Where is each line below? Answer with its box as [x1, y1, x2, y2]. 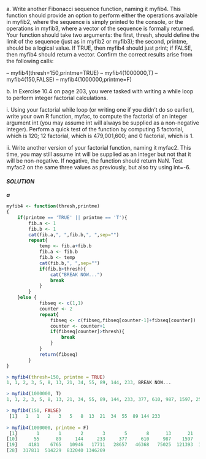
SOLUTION [6, 177, 35, 185]
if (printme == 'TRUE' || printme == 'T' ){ [17, 214, 128, 220]
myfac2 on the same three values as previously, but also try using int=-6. [6, 164, 191, 171]
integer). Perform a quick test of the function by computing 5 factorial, [6, 126, 184, 133]
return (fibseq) [39, 351, 78, 358]
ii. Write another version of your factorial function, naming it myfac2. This [6, 144, 191, 151]
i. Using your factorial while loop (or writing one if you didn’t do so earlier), [6, 106, 194, 113]
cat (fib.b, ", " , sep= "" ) [39, 260, 100, 266]
